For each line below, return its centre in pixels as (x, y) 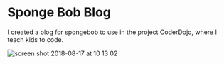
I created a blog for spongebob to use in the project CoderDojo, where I (112, 32)
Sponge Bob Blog (59, 12)
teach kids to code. (36, 39)
